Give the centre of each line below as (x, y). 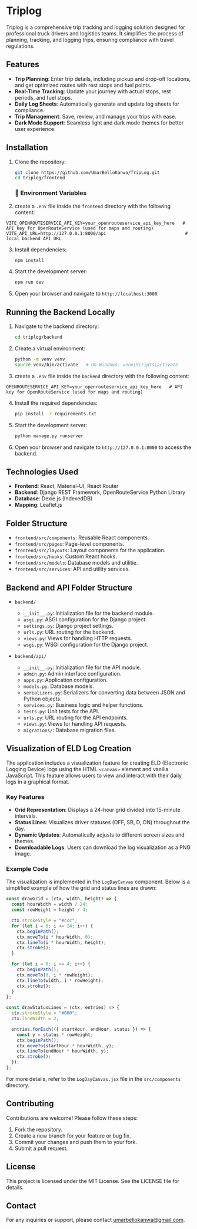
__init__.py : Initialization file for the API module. (82, 667)
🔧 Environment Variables (51, 193)
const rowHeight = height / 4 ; (50, 910)
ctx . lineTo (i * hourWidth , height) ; (62, 942)
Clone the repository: (40, 162)
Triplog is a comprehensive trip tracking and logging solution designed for (96, 27)
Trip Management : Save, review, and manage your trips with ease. (95, 116)
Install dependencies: (41, 250)
